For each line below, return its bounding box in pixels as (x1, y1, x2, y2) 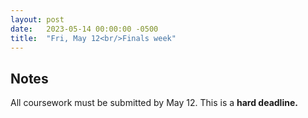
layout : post (10, 14, 65, 25)
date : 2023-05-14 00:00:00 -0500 (10, 24, 159, 34)
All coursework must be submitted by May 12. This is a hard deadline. (10, 97, 298, 109)
